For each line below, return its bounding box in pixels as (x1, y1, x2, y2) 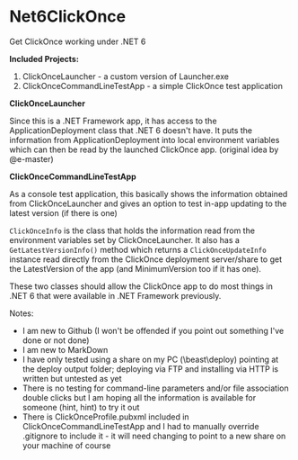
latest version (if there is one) (9, 207, 118, 218)
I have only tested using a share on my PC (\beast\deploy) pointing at (22, 354, 279, 365)
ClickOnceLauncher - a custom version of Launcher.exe (22, 70, 229, 82)
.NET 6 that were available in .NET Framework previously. (9, 290, 222, 301)
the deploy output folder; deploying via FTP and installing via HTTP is (22, 363, 279, 374)
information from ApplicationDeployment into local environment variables (9, 134, 280, 145)
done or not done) (22, 335, 90, 346)
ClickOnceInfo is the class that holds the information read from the (9, 225, 256, 236)
